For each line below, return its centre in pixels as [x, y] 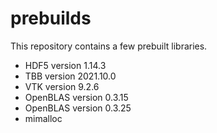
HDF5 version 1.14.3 [65, 65]
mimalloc [43, 118]
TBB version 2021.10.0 [70, 76]
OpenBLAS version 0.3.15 [76, 97]
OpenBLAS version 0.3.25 [78, 108]
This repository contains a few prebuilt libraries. [109, 46]
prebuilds [51, 18]
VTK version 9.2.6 [62, 86]
